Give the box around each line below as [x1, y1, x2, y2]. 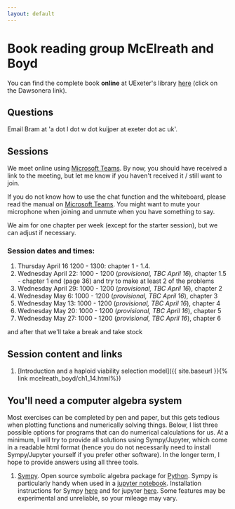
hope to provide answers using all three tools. [7, 458, 139, 467]
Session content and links [7, 348, 123, 360]
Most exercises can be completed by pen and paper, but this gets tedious [7, 414, 220, 422]
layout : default [7, 10, 55, 18]
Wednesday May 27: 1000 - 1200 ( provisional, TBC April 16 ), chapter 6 [17, 314, 221, 323]
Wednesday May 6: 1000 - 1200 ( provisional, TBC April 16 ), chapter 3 [17, 292, 218, 300]
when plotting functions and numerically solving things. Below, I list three [7, 421, 219, 429]
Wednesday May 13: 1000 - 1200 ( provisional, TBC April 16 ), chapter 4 [17, 299, 221, 308]
